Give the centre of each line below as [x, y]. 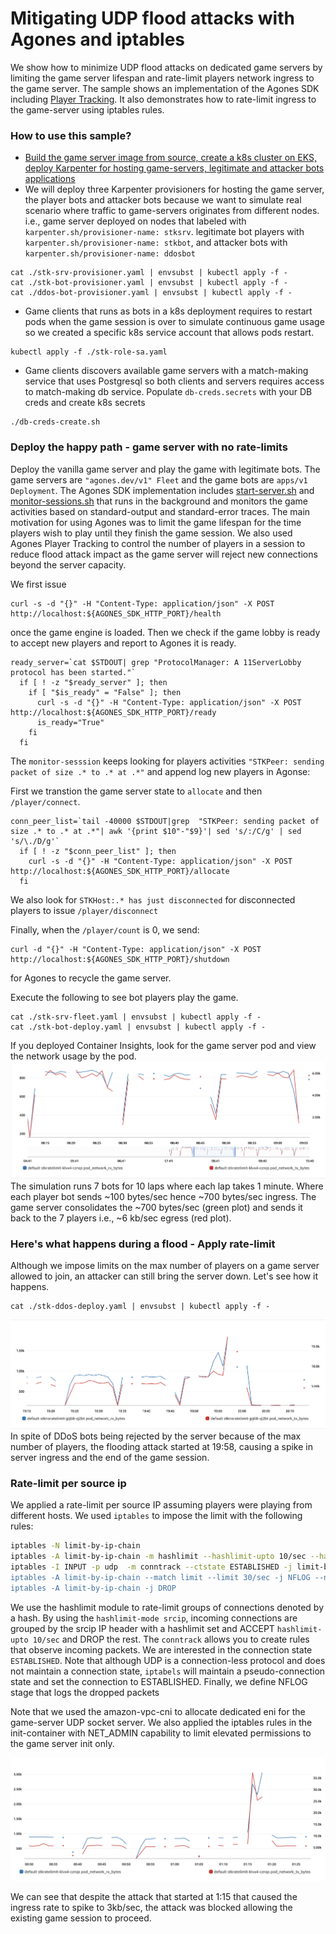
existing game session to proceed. [81, 1918]
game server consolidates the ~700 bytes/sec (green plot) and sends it [156, 1207]
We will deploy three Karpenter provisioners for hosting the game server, [174, 189]
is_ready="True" [70, 722]
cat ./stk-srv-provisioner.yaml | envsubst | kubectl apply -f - [149, 273]
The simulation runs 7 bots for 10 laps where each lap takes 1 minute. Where [167, 1186]
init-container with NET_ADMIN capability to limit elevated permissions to [161, 1733]
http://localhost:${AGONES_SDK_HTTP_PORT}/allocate [120, 871]
